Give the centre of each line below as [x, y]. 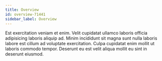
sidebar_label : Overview [31, 19]
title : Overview [22, 10]
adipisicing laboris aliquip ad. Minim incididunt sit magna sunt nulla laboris [81, 38]
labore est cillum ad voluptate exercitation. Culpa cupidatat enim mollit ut [80, 44]
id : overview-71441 [25, 14]
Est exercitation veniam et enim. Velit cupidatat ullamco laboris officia [77, 33]
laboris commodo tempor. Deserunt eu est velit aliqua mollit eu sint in [76, 49]
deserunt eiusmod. [24, 54]
